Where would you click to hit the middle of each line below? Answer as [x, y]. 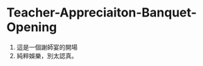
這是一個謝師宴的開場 [47, 47]
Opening [32, 27]
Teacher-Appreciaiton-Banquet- [101, 13]
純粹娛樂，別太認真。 [47, 56]
